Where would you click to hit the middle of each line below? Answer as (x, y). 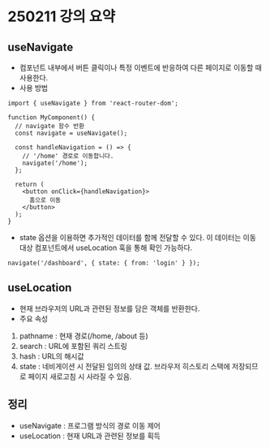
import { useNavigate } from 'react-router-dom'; (93, 103)
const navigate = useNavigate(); (71, 133)
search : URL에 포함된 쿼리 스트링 (73, 346)
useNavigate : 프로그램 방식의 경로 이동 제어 (90, 425)
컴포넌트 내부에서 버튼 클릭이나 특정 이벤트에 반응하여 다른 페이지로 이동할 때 (141, 67)
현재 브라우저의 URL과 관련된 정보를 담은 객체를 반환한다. (109, 308)
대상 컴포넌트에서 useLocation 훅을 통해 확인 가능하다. (106, 248)
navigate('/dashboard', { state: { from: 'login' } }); (104, 263)
